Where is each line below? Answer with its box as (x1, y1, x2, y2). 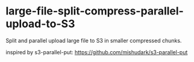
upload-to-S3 (5, 17, 75, 31)
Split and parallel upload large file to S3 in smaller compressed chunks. (5, 37, 182, 44)
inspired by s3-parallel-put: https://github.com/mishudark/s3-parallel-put (5, 48, 188, 55)
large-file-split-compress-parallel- (5, 4, 184, 18)
